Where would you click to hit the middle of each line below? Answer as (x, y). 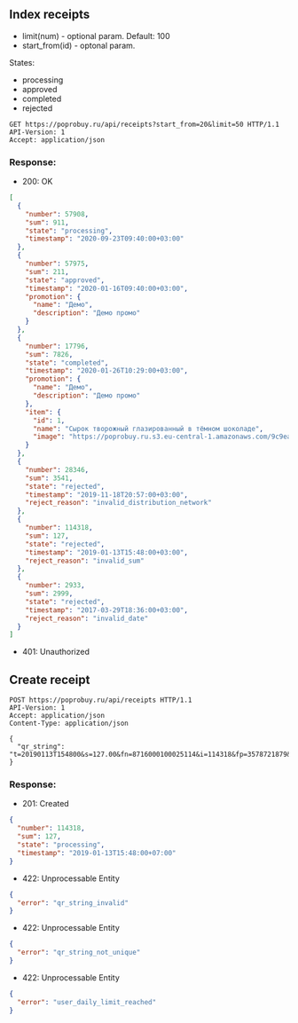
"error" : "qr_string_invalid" (73, 903)
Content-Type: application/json (69, 724)
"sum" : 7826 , (49, 354)
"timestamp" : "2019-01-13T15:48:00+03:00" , (107, 552)
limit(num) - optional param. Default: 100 (96, 35)
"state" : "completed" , (67, 363)
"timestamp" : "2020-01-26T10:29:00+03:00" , (107, 371)
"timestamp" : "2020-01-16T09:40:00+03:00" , (107, 288)
